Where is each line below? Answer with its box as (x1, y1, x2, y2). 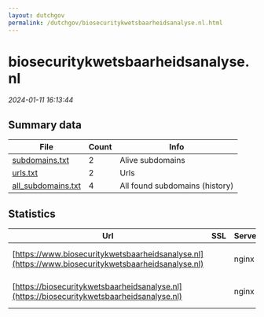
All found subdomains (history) (119, 180, 234, 191)
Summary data (8, 118, 82, 131)
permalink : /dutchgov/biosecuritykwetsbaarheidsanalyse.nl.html (8, 19, 223, 27)
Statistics (8, 207, 57, 220)
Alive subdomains (119, 155, 186, 166)
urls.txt (12, 168, 38, 179)
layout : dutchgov (8, 11, 65, 20)
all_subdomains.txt (12, 180, 81, 191)
